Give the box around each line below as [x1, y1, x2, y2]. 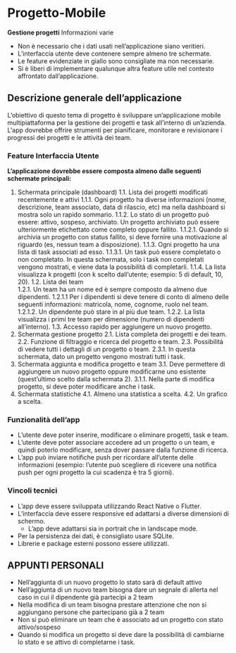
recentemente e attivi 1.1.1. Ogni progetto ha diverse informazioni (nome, [17, 196, 227, 204]
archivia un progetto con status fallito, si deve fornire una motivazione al [17, 233, 228, 241]
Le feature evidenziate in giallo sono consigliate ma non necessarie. [17, 56, 215, 65]
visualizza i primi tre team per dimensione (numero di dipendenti [17, 315, 204, 324]
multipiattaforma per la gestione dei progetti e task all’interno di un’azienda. [7, 118, 227, 127]
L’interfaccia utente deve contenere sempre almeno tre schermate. [17, 49, 211, 58]
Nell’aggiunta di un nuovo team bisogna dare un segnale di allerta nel [17, 585, 218, 594]
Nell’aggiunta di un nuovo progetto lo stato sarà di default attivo [17, 578, 202, 587]
